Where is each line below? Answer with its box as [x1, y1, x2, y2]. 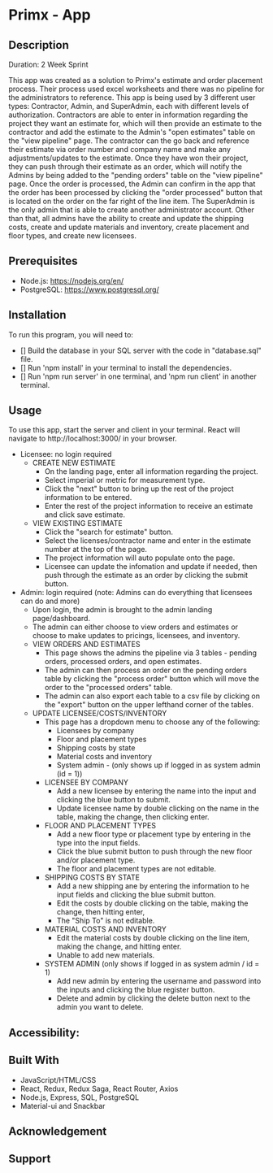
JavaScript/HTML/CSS [19, 1075, 97, 1084]
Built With [8, 1054, 59, 1067]
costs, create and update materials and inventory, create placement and [8, 222, 249, 232]
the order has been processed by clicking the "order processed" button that [8, 188, 262, 197]
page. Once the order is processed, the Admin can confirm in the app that [8, 179, 256, 189]
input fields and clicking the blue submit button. [56, 890, 216, 900]
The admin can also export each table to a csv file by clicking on [44, 691, 260, 701]
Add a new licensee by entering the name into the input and [56, 786, 257, 796]
